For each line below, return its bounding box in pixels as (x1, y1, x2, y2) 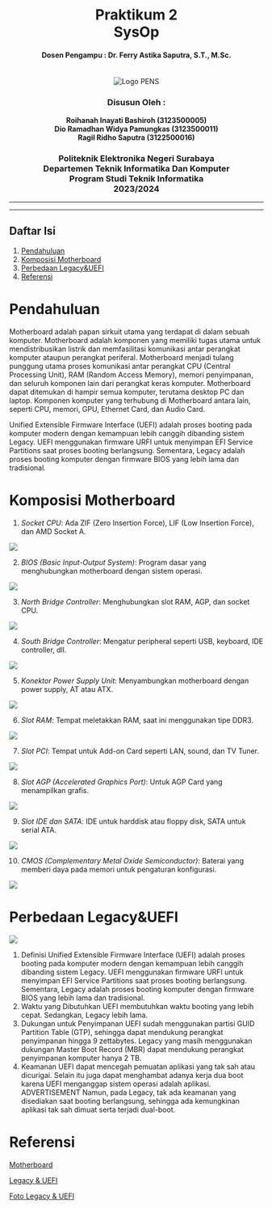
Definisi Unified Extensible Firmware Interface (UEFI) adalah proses (20, 949, 245, 960)
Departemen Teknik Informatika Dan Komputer (43, 163, 230, 174)
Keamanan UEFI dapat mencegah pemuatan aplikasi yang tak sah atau (20, 1062, 256, 1071)
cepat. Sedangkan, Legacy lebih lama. (20, 1010, 149, 1020)
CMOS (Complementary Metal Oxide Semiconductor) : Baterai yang (20, 855, 245, 865)
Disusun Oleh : (107, 97, 166, 108)
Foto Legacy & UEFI (9, 1191, 75, 1201)
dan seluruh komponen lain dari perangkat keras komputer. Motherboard (9, 378, 251, 388)
